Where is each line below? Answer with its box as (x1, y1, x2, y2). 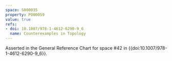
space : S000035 (5, 7, 38, 13)
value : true (5, 17, 31, 22)
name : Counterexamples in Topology (10, 31, 86, 36)
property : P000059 (5, 12, 45, 17)
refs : (5, 21, 17, 27)
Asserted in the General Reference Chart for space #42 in (5, 45, 127, 51)
